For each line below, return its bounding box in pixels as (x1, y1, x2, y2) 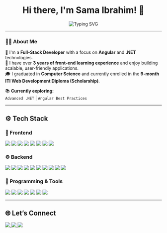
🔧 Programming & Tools (5, 178, 63, 185)
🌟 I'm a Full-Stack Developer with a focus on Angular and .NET (5, 49, 136, 55)
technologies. (5, 55, 33, 61)
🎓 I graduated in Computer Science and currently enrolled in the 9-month (5, 71, 160, 77)
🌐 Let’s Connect (5, 209, 56, 217)
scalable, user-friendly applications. (5, 65, 79, 71)
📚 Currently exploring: (5, 88, 54, 94)
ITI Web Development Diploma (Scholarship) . (5, 78, 100, 84)
